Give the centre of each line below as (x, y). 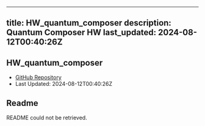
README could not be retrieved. (47, 118)
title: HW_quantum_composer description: (89, 23)
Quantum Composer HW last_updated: (81, 33)
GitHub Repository (38, 77)
